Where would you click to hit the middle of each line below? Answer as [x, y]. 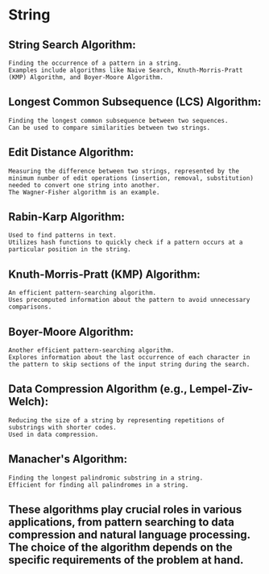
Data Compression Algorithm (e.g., [98, 389]
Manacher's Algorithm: [68, 459]
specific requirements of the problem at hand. [126, 560]
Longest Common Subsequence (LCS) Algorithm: [135, 102]
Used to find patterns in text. [62, 236]
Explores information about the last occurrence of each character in [129, 358]
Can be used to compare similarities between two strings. [110, 128]
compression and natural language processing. [130, 535]
